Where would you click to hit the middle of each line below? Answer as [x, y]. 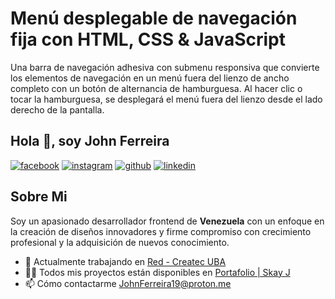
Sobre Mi [39, 197]
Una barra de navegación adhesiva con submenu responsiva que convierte [165, 67]
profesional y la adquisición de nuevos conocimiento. [120, 242]
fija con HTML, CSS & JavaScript [148, 39]
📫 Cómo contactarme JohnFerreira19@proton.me [128, 283]
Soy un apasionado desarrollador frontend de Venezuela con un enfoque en [167, 221]
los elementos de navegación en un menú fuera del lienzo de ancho [150, 78]
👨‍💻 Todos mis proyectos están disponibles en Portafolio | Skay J [157, 272]
